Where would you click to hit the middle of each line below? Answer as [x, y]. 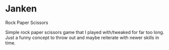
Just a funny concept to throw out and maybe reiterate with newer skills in [82, 37]
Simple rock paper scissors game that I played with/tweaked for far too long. [85, 32]
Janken [21, 9]
